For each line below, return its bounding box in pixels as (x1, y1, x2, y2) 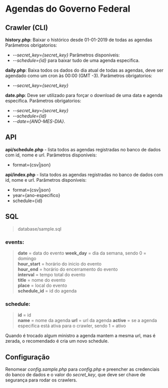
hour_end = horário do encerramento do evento (17, 266, 118, 272)
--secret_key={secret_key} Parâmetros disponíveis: (12, 52, 120, 58)
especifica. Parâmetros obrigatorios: (5, 98, 81, 104)
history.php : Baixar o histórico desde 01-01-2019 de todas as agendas (5, 37, 153, 43)
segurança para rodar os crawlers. (5, 377, 77, 383)
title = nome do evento (17, 277, 66, 283)
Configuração (5, 352, 50, 361)
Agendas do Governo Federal (5, 3, 131, 15)
